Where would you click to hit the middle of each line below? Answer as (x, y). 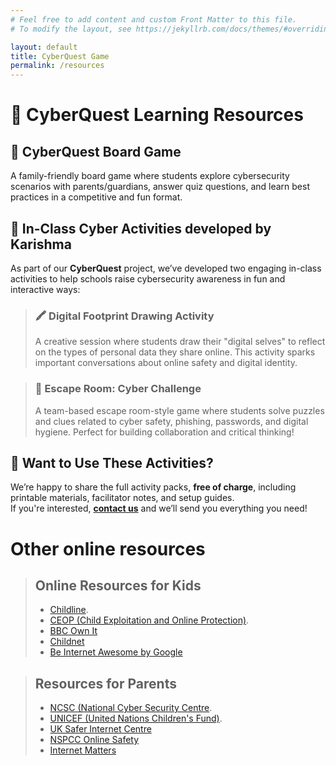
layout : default (44, 47)
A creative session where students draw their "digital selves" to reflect (180, 342)
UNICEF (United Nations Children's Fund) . (136, 718)
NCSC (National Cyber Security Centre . (131, 708)
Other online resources (108, 548)
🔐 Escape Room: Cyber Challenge (118, 389)
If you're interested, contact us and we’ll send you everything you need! (159, 508)
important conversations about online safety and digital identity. (166, 363)
